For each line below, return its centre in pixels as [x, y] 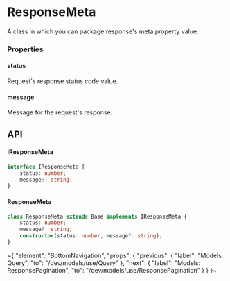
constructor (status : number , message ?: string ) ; [91, 236]
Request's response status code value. [63, 81]
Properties [25, 49]
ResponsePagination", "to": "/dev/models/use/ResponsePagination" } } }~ [112, 270]
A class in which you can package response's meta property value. [103, 31]
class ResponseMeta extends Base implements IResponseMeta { [97, 216]
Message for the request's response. [60, 112]
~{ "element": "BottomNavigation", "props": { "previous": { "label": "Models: [115, 255]
